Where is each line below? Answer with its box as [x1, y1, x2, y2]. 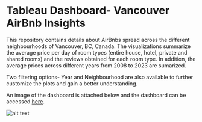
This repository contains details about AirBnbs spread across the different [6, 36, 190, 43]
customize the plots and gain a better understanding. [6, 79, 138, 87]
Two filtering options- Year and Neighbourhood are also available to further [6, 73, 194, 81]
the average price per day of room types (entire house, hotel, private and [6, 49, 188, 56]
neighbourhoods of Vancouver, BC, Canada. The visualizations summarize [6, 43, 191, 50]
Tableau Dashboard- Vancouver [6, 4, 170, 17]
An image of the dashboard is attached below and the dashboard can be [6, 91, 186, 99]
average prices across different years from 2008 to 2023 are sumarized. [6, 61, 186, 69]
